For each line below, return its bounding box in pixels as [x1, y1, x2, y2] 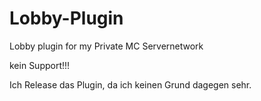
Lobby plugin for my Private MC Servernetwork [9, 40, 204, 52]
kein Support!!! [9, 59, 71, 71]
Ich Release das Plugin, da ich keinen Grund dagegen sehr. [9, 78, 252, 91]
